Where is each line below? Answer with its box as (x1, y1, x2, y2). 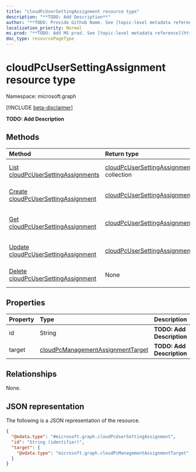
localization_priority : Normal (6, 25, 82, 31)
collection (104, 170, 132, 178)
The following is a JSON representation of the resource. (6, 417, 140, 424)
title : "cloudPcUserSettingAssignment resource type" (6, 8, 140, 15)
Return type (104, 150, 139, 158)
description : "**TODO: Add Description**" (6, 14, 111, 20)
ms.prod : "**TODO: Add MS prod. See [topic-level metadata (6, 30, 153, 36)
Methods (6, 132, 40, 142)
